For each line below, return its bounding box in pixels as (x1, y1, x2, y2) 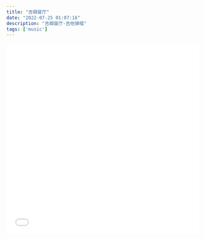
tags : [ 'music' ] (6, 26, 48, 32)
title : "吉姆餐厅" (6, 9, 50, 15)
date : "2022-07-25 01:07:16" (6, 15, 81, 21)
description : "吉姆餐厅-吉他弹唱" (6, 20, 87, 26)
